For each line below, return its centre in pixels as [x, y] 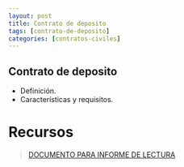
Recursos [41, 133]
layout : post [30, 16]
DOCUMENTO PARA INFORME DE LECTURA [102, 154]
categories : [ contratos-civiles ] [65, 39]
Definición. [38, 91]
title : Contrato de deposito [57, 24]
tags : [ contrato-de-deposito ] [59, 31]
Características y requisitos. [67, 100]
